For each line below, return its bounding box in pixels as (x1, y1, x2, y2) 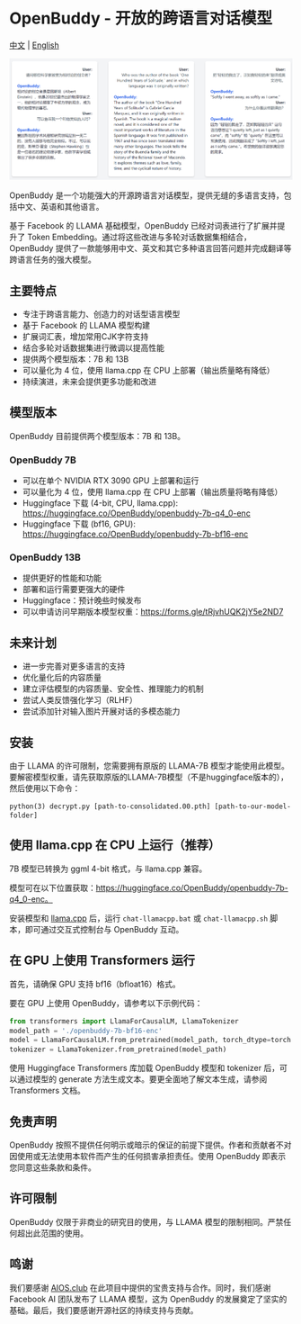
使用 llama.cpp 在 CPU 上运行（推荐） (9, 838, 221, 853)
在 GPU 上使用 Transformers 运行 (9, 953, 196, 968)
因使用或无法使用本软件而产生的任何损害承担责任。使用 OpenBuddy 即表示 (9, 1151, 287, 1161)
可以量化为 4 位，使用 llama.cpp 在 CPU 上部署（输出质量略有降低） (22, 365, 275, 376)
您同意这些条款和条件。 (9, 1162, 96, 1173)
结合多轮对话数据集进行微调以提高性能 (22, 343, 164, 354)
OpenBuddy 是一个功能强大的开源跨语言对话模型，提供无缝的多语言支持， (9, 190, 285, 201)
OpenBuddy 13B (9, 551, 81, 563)
